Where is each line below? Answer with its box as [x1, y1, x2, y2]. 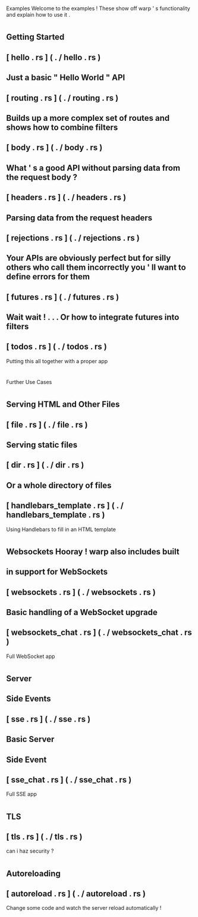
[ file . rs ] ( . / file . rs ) [6, 419, 88, 430]
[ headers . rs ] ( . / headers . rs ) [6, 192, 127, 202]
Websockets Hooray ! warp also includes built [6, 547, 180, 557]
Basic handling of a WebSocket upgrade [6, 607, 158, 617]
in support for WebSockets [6, 567, 108, 577]
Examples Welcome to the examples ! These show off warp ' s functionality [6, 5, 190, 12]
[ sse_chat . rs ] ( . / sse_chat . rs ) [6, 775, 132, 785]
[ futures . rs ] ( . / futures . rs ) [6, 292, 120, 302]
